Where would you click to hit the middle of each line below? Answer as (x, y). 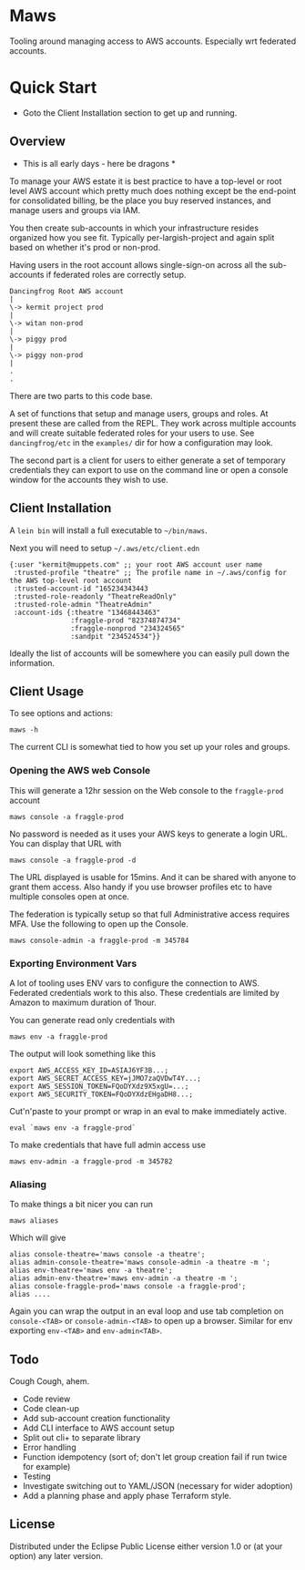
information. (32, 662)
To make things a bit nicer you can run (81, 1205)
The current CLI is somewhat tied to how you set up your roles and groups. (150, 747)
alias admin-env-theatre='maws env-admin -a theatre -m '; (124, 1278)
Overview (38, 142)
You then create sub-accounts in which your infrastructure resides (134, 228)
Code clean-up (51, 1409)
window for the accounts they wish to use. (89, 479)
